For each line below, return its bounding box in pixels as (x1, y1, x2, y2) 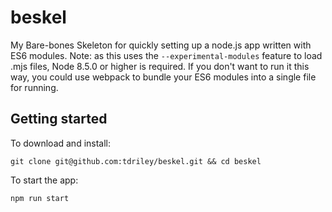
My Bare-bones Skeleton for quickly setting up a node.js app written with (10, 39, 312, 51)
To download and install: (10, 137, 112, 149)
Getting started (10, 111, 108, 128)
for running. (10, 81, 59, 93)
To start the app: (10, 174, 79, 186)
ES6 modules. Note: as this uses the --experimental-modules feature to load (10, 49, 323, 61)
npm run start (10, 193, 70, 203)
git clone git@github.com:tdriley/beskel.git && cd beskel (10, 156, 262, 166)
